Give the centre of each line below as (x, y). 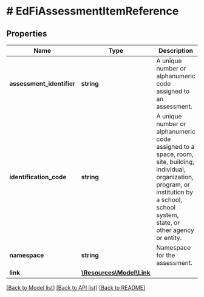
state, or (168, 223)
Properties (27, 34)
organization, (175, 177)
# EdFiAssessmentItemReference (93, 11)
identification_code (38, 177)
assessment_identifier (42, 84)
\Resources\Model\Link (116, 273)
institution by (175, 192)
